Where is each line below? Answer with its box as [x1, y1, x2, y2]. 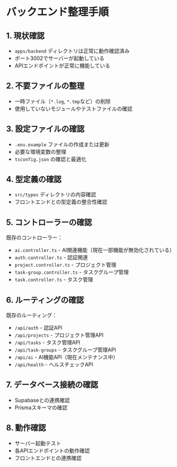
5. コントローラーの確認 [6, 217, 92, 227]
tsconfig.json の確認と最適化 [14, 155, 87, 163]
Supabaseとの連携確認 [14, 396, 70, 403]
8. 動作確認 [6, 423, 46, 433]
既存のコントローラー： [6, 234, 63, 241]
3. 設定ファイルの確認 [6, 124, 85, 134]
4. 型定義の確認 [6, 174, 62, 184]
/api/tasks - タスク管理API [14, 339, 81, 346]
